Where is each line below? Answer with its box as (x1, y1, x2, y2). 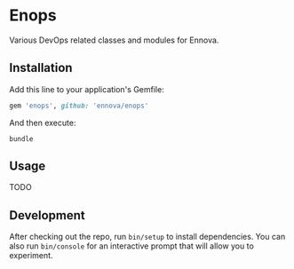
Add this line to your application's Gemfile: (9, 83, 164, 94)
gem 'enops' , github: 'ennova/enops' (9, 101, 149, 110)
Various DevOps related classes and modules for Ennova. (9, 35, 219, 45)
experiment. (9, 250, 53, 261)
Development (9, 208, 86, 223)
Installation (9, 60, 73, 75)
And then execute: (9, 117, 76, 128)
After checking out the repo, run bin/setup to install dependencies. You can (9, 232, 286, 242)
